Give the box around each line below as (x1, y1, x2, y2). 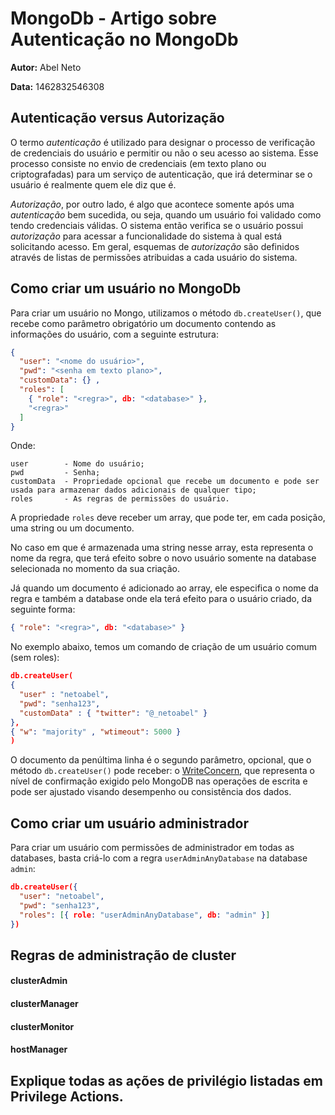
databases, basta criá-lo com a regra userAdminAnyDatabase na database (10, 852, 308, 864)
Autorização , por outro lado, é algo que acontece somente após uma (10, 198, 295, 210)
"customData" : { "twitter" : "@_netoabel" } (19, 708, 208, 718)
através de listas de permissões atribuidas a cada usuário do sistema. (10, 251, 298, 263)
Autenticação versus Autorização (10, 110, 225, 127)
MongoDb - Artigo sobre (10, 7, 217, 30)
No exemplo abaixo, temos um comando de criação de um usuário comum (10, 641, 317, 653)
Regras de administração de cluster (10, 947, 237, 964)
